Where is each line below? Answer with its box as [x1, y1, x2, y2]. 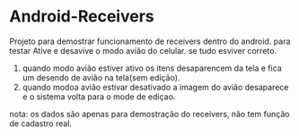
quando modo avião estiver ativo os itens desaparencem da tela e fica [22, 63, 283, 73]
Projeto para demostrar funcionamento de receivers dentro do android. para [9, 36, 291, 47]
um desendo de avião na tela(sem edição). [22, 72, 180, 82]
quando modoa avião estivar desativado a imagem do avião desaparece [22, 81, 289, 92]
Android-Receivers [9, 6, 154, 27]
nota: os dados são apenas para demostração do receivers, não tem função [9, 108, 290, 119]
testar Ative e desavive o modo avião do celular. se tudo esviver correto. [9, 45, 277, 55]
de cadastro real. [9, 118, 73, 129]
